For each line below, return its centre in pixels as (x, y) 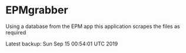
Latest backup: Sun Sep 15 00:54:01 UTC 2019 (62, 44)
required (16, 32)
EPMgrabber (37, 10)
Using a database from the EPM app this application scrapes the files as (93, 26)
